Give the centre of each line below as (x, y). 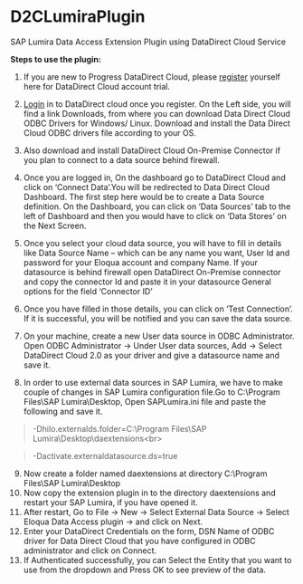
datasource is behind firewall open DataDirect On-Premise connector (152, 272)
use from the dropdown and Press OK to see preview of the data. (144, 570)
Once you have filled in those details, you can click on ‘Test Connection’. (158, 309)
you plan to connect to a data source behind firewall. (121, 159)
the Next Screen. (55, 225)
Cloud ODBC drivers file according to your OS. (110, 132)
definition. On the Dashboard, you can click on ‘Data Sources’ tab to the (157, 206)
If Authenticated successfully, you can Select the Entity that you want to (157, 560)
